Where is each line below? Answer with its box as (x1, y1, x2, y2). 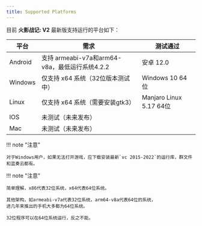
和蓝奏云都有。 (6, 160, 38, 166)
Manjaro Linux (141, 93, 182, 101)
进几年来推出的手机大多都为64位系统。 (6, 203, 88, 209)
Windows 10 (141, 74, 178, 82)
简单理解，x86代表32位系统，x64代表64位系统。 (6, 185, 109, 191)
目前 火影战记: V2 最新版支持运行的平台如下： (6, 26, 120, 33)
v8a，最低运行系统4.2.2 (41, 63, 109, 71)
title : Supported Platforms (6, 8, 77, 15)
